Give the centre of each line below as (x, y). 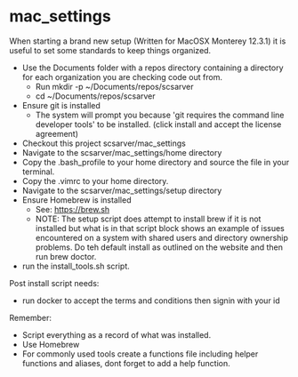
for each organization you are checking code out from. (122, 76)
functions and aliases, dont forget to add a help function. (126, 363)
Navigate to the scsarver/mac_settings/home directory (122, 152)
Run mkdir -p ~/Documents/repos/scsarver (114, 86)
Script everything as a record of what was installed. (117, 334)
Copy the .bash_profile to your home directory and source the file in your (156, 162)
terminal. (38, 172)
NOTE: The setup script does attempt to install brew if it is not (148, 219)
